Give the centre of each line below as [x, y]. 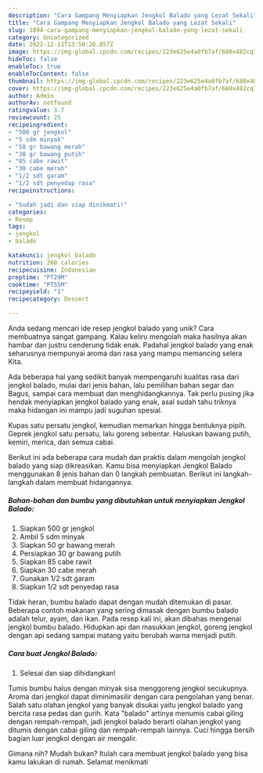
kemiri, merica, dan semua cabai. [61, 442]
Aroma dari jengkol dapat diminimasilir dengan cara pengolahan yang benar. [131, 696]
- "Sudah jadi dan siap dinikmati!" [68, 205]
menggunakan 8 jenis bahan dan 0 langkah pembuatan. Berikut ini [115, 474]
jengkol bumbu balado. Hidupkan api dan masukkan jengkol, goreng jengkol [130, 627]
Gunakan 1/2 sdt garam [57, 578]
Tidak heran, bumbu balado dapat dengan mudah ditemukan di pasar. [121, 602]
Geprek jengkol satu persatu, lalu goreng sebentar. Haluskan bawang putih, [130, 434]
